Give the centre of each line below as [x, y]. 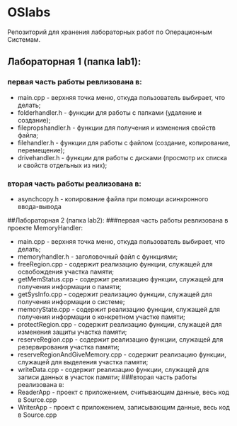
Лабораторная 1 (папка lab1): [74, 62]
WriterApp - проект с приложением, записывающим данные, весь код [123, 407]
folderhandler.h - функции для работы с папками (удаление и [110, 112]
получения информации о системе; [71, 301]
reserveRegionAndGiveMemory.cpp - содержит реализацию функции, [122, 354]
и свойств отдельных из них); [62, 165]
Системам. [24, 39]
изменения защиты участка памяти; [72, 332]
